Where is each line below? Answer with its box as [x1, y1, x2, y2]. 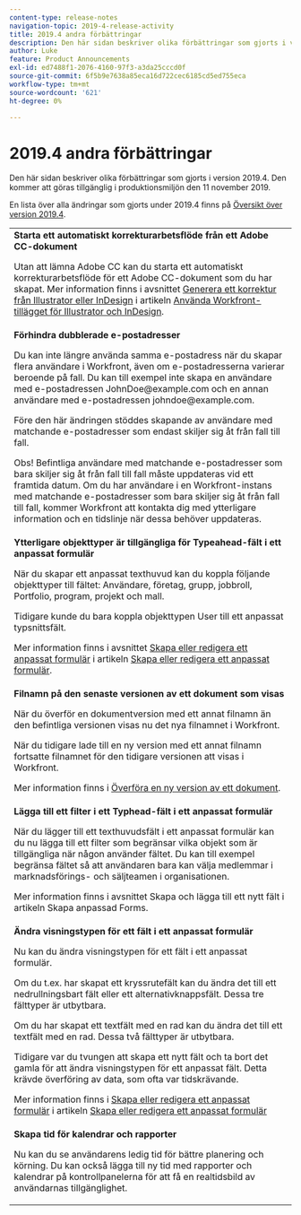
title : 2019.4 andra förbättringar [9, 30, 142, 39]
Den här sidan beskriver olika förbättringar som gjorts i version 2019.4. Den [9, 172, 287, 184]
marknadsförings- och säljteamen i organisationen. [13, 871, 230, 883]
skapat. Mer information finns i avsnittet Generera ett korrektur [13, 283, 277, 296]
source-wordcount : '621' [9, 88, 102, 97]
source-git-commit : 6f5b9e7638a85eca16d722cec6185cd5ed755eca [9, 72, 246, 81]
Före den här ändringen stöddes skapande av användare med [13, 414, 273, 427]
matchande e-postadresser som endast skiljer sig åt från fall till [13, 425, 280, 438]
